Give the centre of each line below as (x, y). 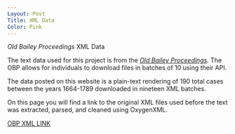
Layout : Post (26, 14)
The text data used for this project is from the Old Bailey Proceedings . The (115, 60)
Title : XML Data (31, 20)
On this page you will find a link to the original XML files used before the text (117, 102)
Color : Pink (25, 27)
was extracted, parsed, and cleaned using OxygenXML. (88, 110)
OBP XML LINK (29, 123)
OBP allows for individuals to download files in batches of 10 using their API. (117, 68)
